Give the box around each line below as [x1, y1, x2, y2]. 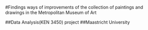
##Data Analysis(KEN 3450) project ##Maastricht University [5, 19, 130, 25]
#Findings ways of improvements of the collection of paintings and [5, 4, 143, 10]
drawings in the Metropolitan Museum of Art [5, 9, 97, 15]
